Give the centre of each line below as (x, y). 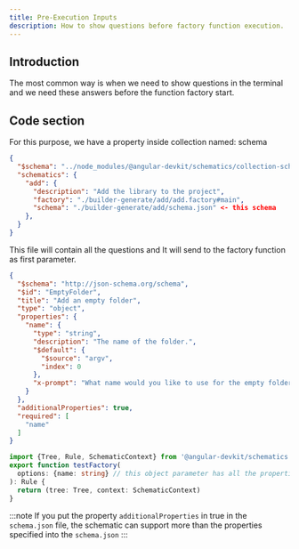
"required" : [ (43, 416)
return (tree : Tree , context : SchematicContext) (109, 490)
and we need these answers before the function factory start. (122, 93)
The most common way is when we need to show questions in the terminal (146, 83)
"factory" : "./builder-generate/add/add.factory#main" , (138, 200)
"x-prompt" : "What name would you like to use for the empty (149, 383)
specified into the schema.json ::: (69, 534)
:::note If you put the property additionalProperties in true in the (128, 515)
